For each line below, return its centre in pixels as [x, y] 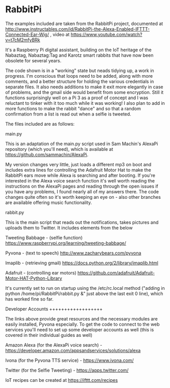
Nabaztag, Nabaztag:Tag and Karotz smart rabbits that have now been [79, 55]
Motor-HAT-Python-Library [34, 278]
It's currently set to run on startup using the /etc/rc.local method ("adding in [85, 288]
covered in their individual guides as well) [49, 335]
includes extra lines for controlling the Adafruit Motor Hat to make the [78, 170]
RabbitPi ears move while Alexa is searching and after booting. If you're [80, 175]
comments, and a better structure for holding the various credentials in [80, 81]
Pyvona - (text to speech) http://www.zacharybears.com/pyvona [73, 253]
